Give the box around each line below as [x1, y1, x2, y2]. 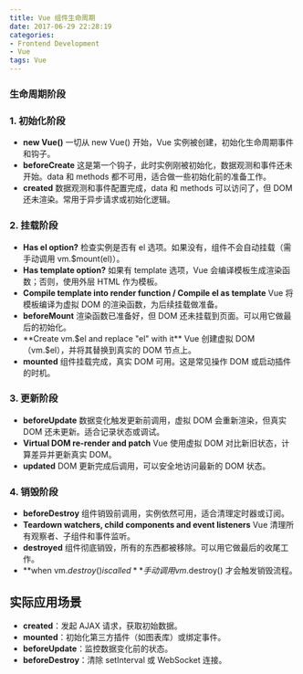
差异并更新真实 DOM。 [30, 448, 117, 459]
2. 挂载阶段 [9, 219, 58, 232]
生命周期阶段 [9, 88, 67, 100]
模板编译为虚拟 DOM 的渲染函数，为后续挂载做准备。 [22, 299, 224, 310]
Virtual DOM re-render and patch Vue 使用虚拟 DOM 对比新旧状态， [22, 437, 282, 448]
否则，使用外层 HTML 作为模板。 [38, 276, 162, 287]
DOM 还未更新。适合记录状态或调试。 [22, 426, 165, 437]
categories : [9, 30, 55, 39]
